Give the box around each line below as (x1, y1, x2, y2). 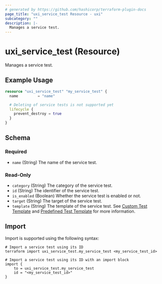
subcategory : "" (5, 16, 38, 21)
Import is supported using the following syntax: (5, 235, 99, 241)
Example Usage (5, 76, 53, 84)
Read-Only (5, 171, 32, 178)
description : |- (5, 20, 38, 26)
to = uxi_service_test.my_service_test (14, 266, 95, 271)
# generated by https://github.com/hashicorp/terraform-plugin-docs (5, 7, 146, 12)
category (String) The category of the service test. (12, 183, 113, 188)
